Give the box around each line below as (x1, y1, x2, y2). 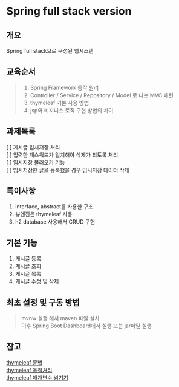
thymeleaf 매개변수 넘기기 (6, 374, 68, 381)
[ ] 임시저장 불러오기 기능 (6, 159, 65, 166)
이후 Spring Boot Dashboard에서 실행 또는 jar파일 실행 (21, 322, 152, 329)
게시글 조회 (15, 262, 42, 270)
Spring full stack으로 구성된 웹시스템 (6, 47, 94, 54)
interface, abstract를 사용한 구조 (15, 203, 94, 210)
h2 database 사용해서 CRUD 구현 (15, 218, 96, 225)
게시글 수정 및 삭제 (15, 278, 59, 285)
